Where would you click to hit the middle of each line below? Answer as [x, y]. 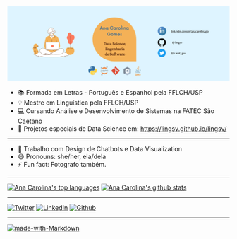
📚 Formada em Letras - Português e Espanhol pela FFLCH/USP [110, 92]
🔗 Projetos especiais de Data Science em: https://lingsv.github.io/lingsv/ [122, 128]
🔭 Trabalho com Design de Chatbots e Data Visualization [99, 148]
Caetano [30, 121]
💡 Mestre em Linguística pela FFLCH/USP [78, 103]
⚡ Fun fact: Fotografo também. [62, 164]
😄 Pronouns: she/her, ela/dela [62, 156]
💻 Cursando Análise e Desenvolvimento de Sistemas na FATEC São [116, 111]
